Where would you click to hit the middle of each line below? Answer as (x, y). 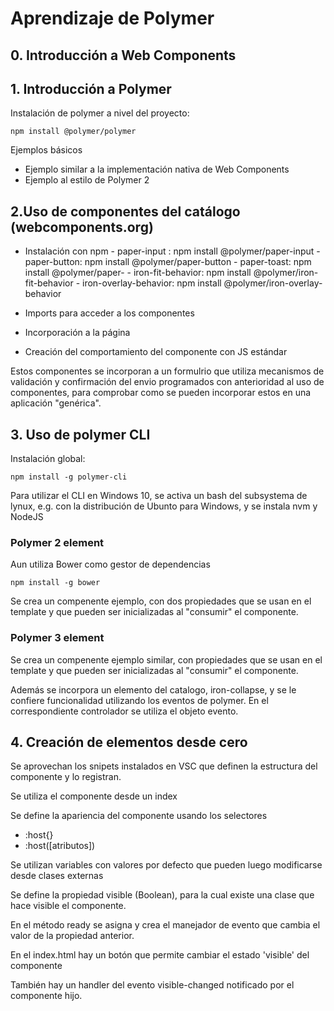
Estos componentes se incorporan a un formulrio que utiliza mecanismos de (167, 371)
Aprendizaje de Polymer (112, 18)
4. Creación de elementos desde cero (129, 742)
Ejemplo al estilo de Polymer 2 (87, 180)
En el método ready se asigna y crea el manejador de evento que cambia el (165, 925)
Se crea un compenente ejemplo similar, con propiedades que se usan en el (166, 659)
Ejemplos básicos (46, 150)
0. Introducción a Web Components (123, 55)
